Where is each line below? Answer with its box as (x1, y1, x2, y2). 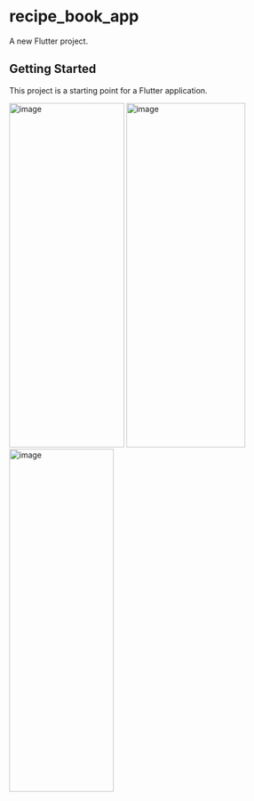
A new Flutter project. (9, 36, 89, 46)
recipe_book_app (9, 6, 139, 27)
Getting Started (9, 61, 97, 77)
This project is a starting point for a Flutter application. (9, 85, 208, 95)
